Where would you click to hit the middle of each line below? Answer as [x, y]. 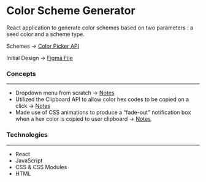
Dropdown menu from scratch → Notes [65, 93]
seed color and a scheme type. [45, 34]
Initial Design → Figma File [40, 58]
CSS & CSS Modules [41, 167]
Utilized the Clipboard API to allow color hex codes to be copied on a [102, 99]
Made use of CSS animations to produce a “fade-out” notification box [103, 112]
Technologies [27, 135]
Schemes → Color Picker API [43, 46]
